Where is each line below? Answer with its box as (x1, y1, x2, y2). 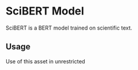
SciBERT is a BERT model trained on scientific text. (5, 24, 133, 31)
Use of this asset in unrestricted (5, 57, 85, 65)
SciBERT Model (5, 4, 84, 18)
